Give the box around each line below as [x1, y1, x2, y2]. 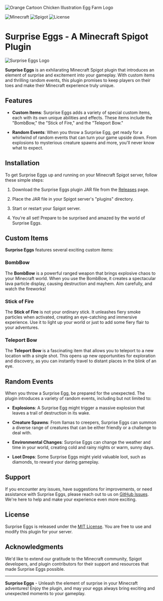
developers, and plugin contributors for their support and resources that [5, 561, 149, 567]
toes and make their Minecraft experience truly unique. [5, 82, 115, 88]
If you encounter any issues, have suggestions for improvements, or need [5, 486, 152, 492]
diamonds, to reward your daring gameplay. [12, 459, 99, 465]
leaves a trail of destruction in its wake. [12, 410, 91, 416]
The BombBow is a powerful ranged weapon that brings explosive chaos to [5, 270, 156, 276]
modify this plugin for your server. [5, 528, 73, 534]
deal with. [12, 430, 32, 436]
